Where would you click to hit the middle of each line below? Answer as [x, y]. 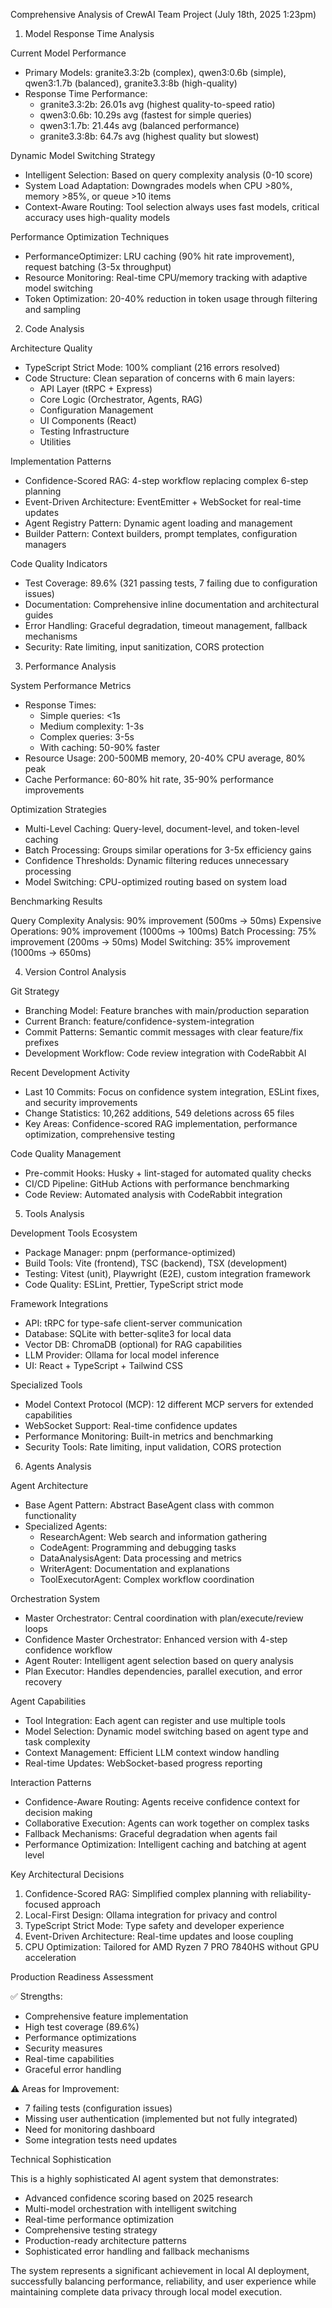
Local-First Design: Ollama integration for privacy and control [151, 1915]
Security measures [63, 2048]
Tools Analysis [54, 1213]
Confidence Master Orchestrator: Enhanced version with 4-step [156, 1639]
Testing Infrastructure [84, 431]
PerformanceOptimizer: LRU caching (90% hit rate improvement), [159, 256]
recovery [43, 1682]
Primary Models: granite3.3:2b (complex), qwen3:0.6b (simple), [155, 72]
